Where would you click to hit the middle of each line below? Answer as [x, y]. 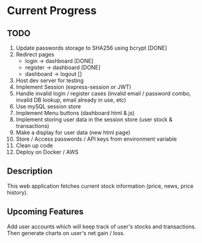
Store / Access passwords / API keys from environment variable [96, 139]
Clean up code [34, 145]
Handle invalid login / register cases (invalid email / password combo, [103, 93]
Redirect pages [35, 54]
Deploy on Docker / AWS [47, 152]
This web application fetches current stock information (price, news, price [100, 186]
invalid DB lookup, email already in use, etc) [71, 100]
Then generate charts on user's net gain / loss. [66, 233]
